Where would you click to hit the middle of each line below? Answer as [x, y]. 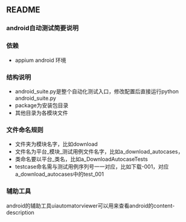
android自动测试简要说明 [42, 28]
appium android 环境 [40, 60]
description [20, 212]
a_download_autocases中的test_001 [59, 174]
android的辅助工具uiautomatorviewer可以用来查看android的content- [91, 205]
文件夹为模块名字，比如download [56, 144]
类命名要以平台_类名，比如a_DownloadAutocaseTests [81, 159]
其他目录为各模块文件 [41, 113]
